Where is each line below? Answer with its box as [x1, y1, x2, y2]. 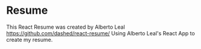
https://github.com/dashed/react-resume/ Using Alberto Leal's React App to [6, 29, 196, 36]
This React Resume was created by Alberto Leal [6, 23, 125, 30]
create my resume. [6, 36, 53, 43]
